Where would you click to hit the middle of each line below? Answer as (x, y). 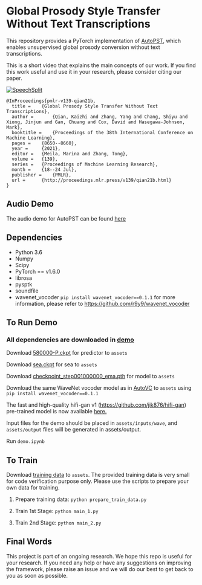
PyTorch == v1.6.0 (37, 271)
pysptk (24, 284)
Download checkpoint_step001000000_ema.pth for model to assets (91, 377)
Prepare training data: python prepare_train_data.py (81, 499)
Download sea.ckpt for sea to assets (52, 364)
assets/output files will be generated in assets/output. (74, 430)
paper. (14, 78)
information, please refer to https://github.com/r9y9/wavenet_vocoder (102, 303)
